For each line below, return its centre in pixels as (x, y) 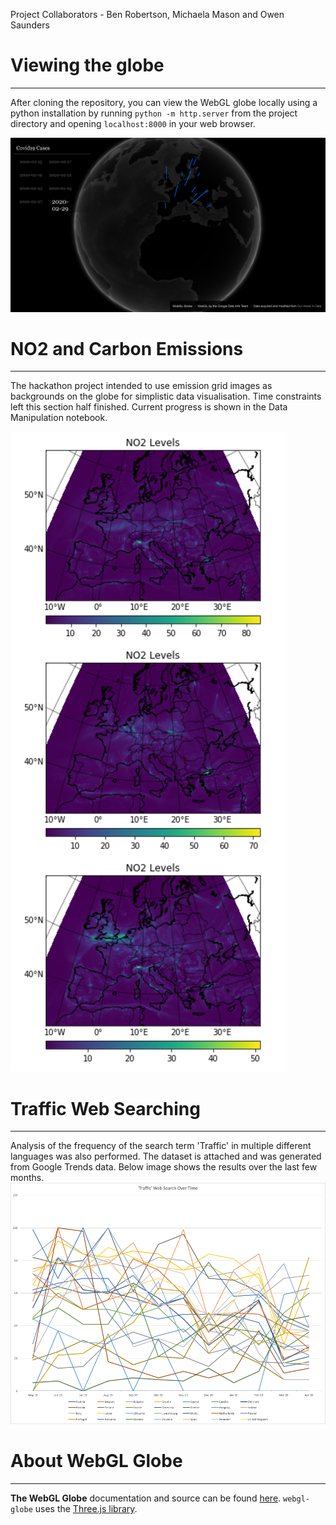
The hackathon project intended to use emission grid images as (141, 386)
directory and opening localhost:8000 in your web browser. (133, 123)
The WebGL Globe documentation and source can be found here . (146, 1498)
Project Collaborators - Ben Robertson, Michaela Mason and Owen (147, 14)
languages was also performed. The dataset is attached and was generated (166, 1156)
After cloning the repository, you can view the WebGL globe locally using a (164, 102)
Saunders (30, 25)
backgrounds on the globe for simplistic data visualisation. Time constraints (166, 396)
